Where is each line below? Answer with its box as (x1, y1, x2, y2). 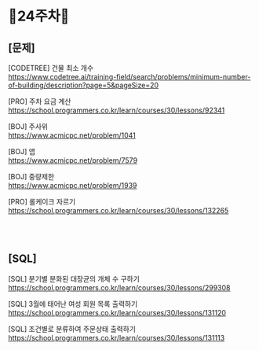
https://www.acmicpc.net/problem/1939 (8, 181, 137, 190)
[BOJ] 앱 (8, 147, 35, 156)
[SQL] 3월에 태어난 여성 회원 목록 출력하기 (8, 299, 138, 308)
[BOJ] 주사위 (8, 122, 49, 131)
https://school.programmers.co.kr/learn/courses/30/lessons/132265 (8, 206, 229, 215)
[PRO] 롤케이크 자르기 (8, 197, 76, 206)
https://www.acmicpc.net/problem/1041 (8, 131, 136, 140)
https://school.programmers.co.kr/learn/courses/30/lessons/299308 (8, 282, 231, 292)
